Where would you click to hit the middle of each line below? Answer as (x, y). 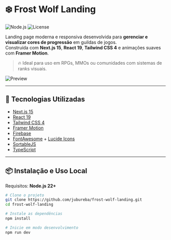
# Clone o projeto (25, 195)
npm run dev (18, 232)
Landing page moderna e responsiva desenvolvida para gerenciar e (77, 37)
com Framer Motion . (27, 53)
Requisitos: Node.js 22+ (31, 185)
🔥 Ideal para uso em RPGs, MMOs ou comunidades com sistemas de (90, 63)
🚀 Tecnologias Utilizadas (45, 99)
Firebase (22, 133)
